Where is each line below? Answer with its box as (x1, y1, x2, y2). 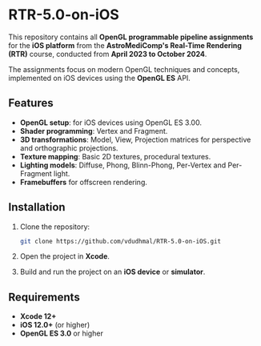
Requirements (8, 290, 80, 304)
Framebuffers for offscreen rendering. (19, 177, 148, 187)
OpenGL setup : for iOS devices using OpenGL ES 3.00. (19, 118, 203, 127)
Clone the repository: (19, 222, 90, 231)
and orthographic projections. (19, 143, 118, 153)
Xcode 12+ (19, 312, 57, 321)
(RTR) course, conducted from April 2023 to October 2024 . (8, 49, 207, 58)
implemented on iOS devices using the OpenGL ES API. (8, 73, 191, 82)
